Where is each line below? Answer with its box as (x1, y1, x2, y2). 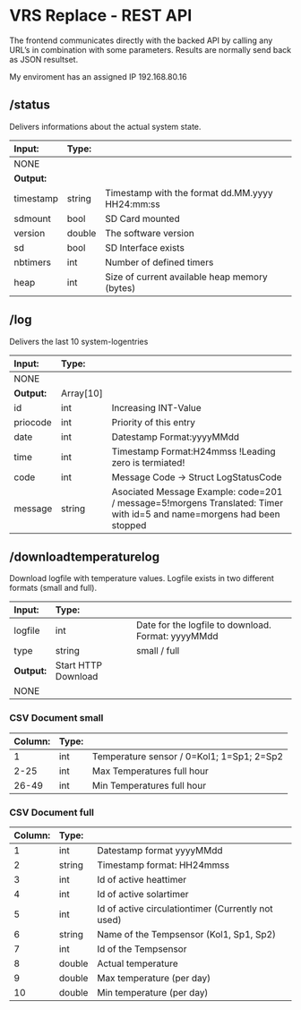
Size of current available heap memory (104, 270, 268, 283)
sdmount (13, 212, 51, 225)
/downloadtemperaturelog (9, 549, 159, 564)
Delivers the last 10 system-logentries (9, 336, 149, 347)
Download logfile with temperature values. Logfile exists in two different (9, 573, 275, 584)
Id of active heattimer (97, 873, 187, 886)
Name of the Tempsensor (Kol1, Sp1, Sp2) (97, 928, 276, 940)
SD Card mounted (104, 212, 181, 225)
